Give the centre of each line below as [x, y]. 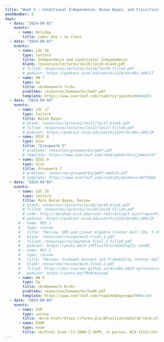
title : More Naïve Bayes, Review [57, 200]
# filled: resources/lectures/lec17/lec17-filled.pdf [78, 128]
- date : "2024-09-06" [31, 300]
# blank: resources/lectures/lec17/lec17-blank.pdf [76, 123]
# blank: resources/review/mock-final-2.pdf [66, 264]
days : [10, 19]
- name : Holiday [34, 32]
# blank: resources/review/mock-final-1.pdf [66, 237]
